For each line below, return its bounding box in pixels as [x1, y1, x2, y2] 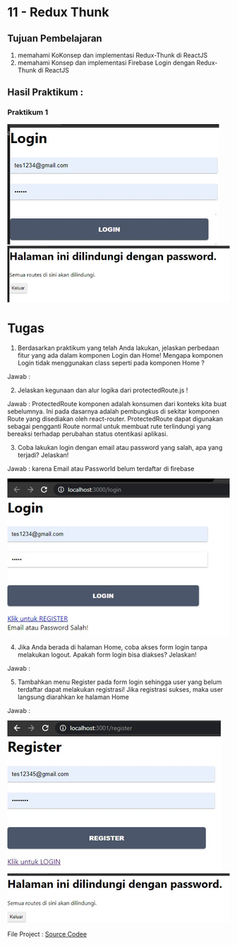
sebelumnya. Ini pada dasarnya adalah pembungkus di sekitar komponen [7, 407, 220, 415]
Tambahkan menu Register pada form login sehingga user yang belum [17, 678, 222, 686]
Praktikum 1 [7, 107, 48, 117]
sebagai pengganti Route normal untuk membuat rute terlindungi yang [7, 422, 212, 430]
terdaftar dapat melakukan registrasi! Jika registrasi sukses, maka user [17, 685, 224, 693]
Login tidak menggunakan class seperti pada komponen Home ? [17, 358, 205, 367]
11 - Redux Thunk [7, 4, 109, 20]
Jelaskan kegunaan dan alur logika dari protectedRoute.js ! [17, 386, 188, 394]
